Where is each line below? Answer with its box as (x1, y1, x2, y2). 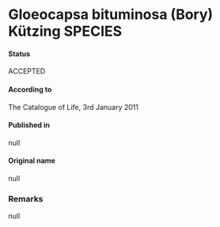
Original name (8, 156, 55, 165)
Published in (8, 120, 50, 130)
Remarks (8, 193, 44, 204)
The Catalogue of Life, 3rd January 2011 (8, 102, 138, 112)
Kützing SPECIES (8, 22, 123, 40)
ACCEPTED (8, 66, 46, 76)
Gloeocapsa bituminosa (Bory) (8, 6, 214, 24)
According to (8, 85, 52, 94)
